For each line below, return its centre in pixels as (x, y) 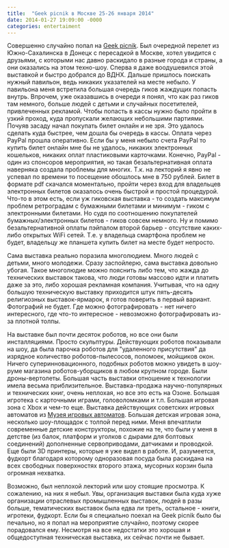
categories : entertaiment (44, 26)
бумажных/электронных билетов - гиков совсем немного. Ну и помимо (113, 221)
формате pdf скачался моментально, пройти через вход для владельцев (114, 184)
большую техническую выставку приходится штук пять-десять (100, 292)
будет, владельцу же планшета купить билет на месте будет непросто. (111, 242)
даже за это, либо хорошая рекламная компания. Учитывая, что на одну (113, 285)
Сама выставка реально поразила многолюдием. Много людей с (103, 256)
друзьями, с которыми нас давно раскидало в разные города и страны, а (115, 60)
